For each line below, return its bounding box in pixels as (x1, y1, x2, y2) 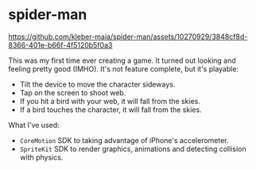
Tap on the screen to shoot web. (19, 87, 126, 97)
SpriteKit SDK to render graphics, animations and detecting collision (19, 144, 246, 153)
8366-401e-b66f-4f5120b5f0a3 (8, 40, 113, 49)
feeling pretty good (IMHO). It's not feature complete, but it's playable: (8, 64, 239, 73)
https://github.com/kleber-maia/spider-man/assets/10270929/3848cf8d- (8, 32, 248, 41)
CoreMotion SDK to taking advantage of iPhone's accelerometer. (19, 135, 229, 145)
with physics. (19, 153, 64, 162)
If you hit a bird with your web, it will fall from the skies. (19, 96, 201, 106)
